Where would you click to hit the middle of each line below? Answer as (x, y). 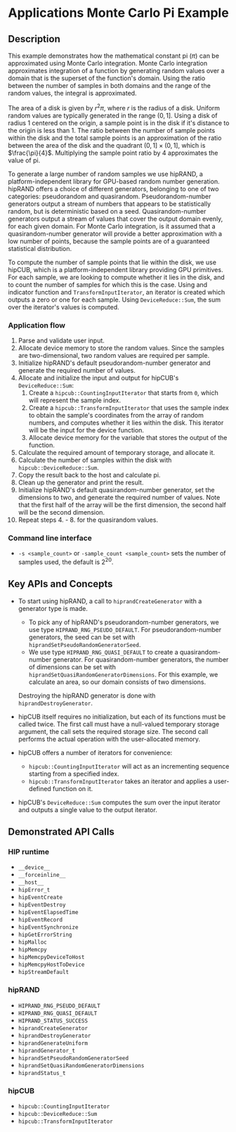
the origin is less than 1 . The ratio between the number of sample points (112, 130)
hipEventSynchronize (48, 927)
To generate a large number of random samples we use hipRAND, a (105, 174)
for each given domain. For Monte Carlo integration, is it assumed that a (112, 226)
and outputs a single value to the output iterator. (87, 809)
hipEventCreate (40, 898)
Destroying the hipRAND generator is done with (87, 695)
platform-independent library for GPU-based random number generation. (114, 181)
